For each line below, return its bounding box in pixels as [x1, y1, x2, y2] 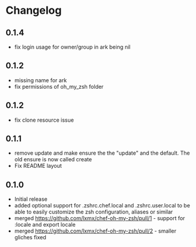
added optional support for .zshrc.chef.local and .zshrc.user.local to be [14, 202, 191, 209]
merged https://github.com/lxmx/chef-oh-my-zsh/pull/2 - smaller [14, 227, 177, 234]
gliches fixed [14, 234, 46, 241]
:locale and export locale [14, 221, 76, 228]
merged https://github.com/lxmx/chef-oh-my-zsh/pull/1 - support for [14, 215, 185, 222]
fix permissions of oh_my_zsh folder [14, 83, 104, 90]
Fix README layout [14, 162, 63, 170]
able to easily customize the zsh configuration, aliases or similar [14, 208, 173, 216]
